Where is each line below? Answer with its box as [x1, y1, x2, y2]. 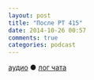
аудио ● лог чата [8, 63, 67, 72]
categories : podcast [8, 41, 77, 49]
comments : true [8, 33, 58, 42]
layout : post [8, 11, 51, 20]
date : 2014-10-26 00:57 [8, 26, 87, 34]
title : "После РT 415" [8, 19, 83, 27]
